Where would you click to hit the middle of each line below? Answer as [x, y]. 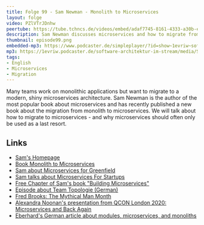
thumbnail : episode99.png [39, 40]
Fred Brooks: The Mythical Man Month [63, 196]
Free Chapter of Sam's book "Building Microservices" [82, 184]
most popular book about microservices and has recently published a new [99, 105]
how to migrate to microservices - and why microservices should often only [101, 117]
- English [19, 63]
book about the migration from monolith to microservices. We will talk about [101, 111]
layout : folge [24, 18]
